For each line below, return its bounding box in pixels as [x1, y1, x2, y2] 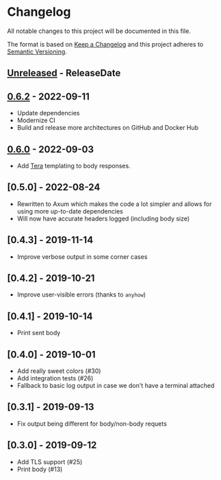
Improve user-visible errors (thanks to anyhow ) [16, 290, 146, 299]
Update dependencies [16, 109, 80, 117]
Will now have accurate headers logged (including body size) [16, 214, 190, 222]
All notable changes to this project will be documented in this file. [7, 27, 192, 35]
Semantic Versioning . [7, 47, 67, 56]
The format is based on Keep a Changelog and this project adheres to [7, 40, 204, 48]
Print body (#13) [16, 465, 63, 473]
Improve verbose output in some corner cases [16, 252, 148, 261]
